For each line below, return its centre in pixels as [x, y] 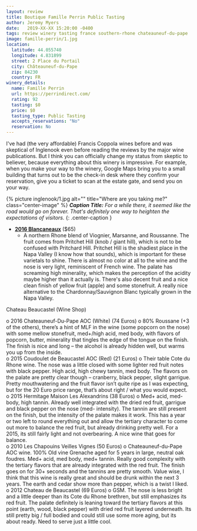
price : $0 [23, 110]
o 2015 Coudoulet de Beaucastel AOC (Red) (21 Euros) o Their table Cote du [98, 358]
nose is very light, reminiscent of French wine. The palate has [98, 267]
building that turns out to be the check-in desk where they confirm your [93, 175]
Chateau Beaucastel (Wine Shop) [46, 309]
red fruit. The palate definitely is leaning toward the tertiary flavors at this [95, 503]
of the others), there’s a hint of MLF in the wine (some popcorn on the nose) [98, 327]
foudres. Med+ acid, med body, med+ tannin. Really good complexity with [96, 459]
